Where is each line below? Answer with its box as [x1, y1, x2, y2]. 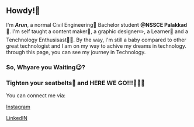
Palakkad [164, 21, 188, 28]
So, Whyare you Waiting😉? [6, 63, 86, 71]
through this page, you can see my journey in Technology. [6, 48, 146, 55]
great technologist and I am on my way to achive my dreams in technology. [6, 42, 187, 50]
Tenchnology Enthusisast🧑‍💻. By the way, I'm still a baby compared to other [6, 36, 187, 43]
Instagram [6, 103, 30, 111]
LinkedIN [6, 115, 27, 122]
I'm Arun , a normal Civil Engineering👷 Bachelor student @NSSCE [6, 21, 164, 28]
